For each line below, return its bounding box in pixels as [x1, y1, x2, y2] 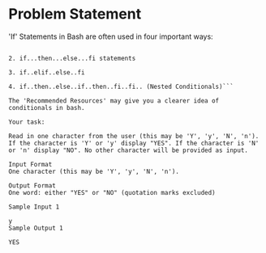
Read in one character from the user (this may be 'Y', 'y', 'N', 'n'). [8, 132, 260, 140]
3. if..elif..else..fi [8, 68, 85, 77]
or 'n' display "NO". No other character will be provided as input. [8, 146, 249, 154]
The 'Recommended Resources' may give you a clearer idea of [8, 96, 220, 105]
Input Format [8, 160, 53, 168]
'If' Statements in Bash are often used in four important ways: [8, 32, 213, 41]
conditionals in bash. [8, 103, 85, 112]
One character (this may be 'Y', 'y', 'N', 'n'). [8, 167, 180, 175]
